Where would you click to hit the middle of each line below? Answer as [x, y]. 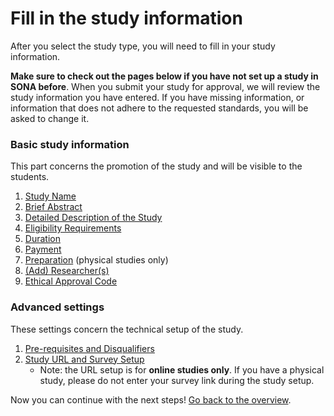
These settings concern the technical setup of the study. [127, 329]
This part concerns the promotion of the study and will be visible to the [156, 166]
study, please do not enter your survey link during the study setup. [177, 380]
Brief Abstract [53, 207]
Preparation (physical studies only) [96, 260]
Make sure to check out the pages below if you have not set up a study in [164, 76]
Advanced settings [57, 307]
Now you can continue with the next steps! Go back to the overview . [151, 399]
